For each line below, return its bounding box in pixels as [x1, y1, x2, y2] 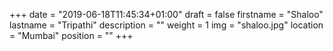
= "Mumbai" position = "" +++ [9, 30, 134, 41]
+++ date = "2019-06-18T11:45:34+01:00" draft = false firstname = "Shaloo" [9, 9, 324, 20]
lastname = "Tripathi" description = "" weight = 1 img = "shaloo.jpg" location [9, 19, 324, 31]
